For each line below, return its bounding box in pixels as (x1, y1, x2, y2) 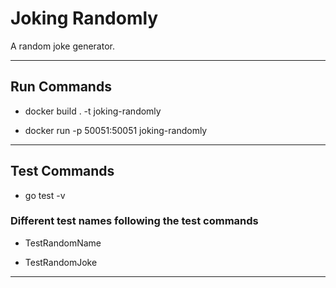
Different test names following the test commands (10, 214, 259, 228)
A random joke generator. (10, 40, 116, 52)
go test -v (24, 189, 66, 201)
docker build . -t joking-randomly (24, 105, 162, 117)
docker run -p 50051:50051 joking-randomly (24, 124, 208, 136)
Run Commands (10, 78, 112, 96)
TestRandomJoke (24, 256, 98, 268)
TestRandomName (24, 237, 102, 249)
